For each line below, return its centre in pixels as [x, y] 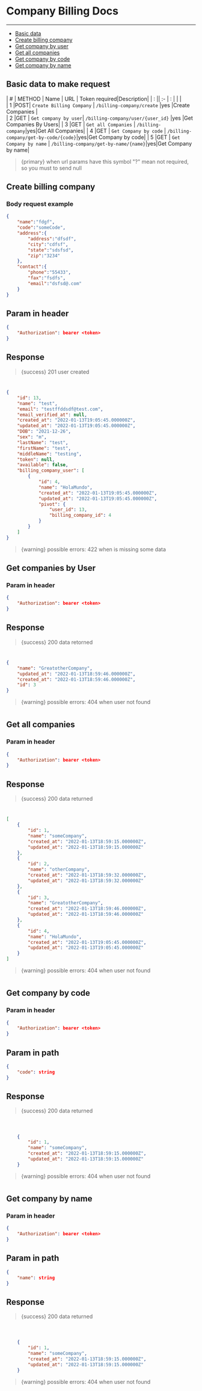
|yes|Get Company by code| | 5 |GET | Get [128, 137]
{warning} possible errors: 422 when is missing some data [93, 549]
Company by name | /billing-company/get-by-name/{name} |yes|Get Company [99, 143]
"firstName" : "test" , [44, 448]
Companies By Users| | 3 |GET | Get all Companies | [71, 124]
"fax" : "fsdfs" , [47, 278]
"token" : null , [36, 459]
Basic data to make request [58, 85]
